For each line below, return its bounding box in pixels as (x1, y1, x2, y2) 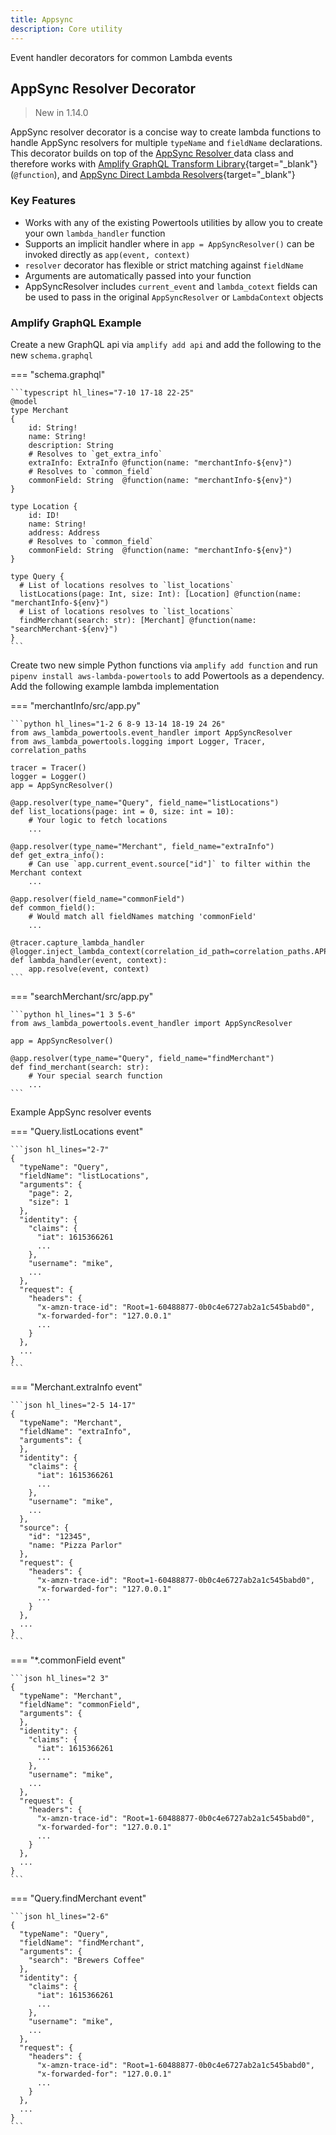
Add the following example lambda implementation (10, 680, 220, 692)
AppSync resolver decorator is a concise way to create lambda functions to (10, 126, 322, 138)
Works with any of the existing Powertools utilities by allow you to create (24, 216, 324, 228)
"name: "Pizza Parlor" (28, 1540, 123, 1550)
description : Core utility (10, 24, 123, 34)
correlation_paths (10, 745, 87, 755)
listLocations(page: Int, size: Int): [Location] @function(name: (19, 589, 302, 599)
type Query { (10, 571, 65, 581)
